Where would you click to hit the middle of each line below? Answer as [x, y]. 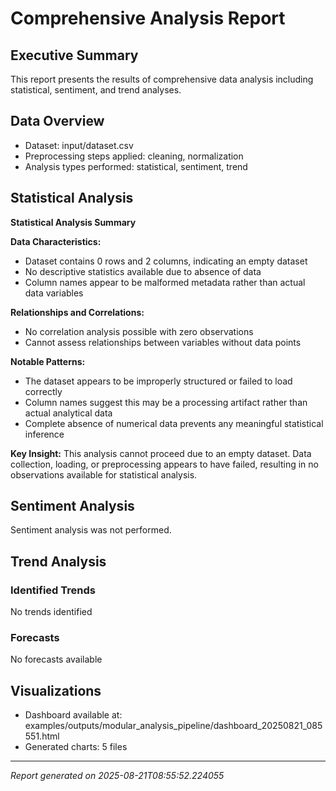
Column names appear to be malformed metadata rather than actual [165, 282]
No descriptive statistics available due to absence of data [143, 271]
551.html [42, 736]
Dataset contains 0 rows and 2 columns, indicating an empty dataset [166, 261]
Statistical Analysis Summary [73, 222]
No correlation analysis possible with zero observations [139, 331]
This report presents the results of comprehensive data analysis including [162, 79]
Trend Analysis [58, 561]
